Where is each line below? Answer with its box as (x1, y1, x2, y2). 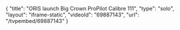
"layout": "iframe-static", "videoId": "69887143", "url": (5, 11, 140, 18)
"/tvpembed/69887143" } (5, 18, 69, 24)
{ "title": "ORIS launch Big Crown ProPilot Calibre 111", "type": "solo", (5, 5, 175, 12)
